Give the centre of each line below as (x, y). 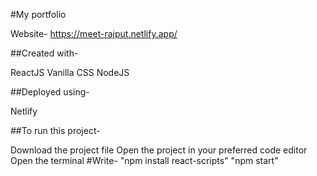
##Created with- (44, 53)
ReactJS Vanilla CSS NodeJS (70, 72)
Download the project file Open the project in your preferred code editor (159, 150)
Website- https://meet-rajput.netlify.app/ (94, 33)
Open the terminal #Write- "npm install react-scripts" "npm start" (144, 160)
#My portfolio (38, 14)
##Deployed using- (50, 92)
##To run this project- (55, 130)
